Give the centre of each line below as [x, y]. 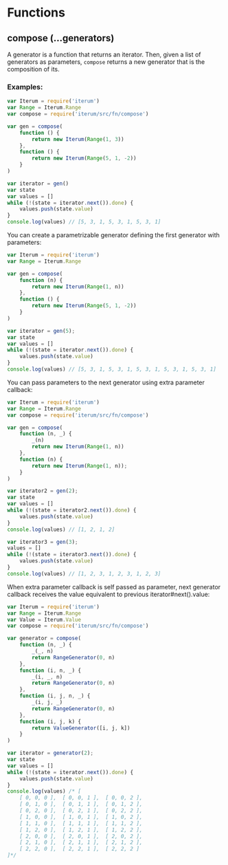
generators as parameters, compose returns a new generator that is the [106, 62]
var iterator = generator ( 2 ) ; [50, 753]
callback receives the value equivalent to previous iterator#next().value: [109, 594]
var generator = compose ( [44, 638]
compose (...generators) [61, 38]
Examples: [25, 87]
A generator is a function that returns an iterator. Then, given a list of [104, 54]
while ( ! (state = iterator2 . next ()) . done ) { [72, 510]
